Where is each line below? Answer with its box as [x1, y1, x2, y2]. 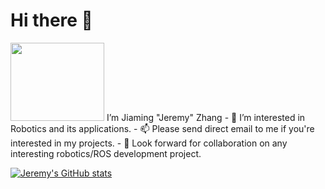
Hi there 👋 [10, 9, 93, 32]
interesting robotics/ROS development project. [10, 147, 202, 159]
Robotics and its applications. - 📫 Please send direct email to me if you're [10, 122, 315, 134]
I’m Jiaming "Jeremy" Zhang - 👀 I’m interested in [106, 111, 306, 123]
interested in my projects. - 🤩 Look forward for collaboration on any [10, 137, 288, 149]
